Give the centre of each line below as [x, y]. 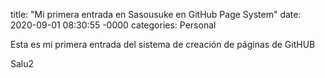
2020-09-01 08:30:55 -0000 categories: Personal [113, 25]
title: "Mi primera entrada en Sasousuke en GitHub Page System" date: [156, 14]
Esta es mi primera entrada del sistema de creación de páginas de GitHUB [163, 44]
